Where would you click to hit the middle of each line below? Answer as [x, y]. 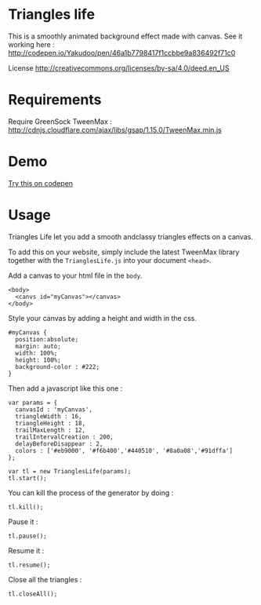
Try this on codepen [40, 183]
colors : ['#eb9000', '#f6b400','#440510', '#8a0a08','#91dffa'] [124, 450]
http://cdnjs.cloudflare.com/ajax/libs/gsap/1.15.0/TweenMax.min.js [115, 129]
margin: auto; [38, 346]
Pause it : [23, 521]
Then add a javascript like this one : [65, 388]
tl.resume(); [29, 565]
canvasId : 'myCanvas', [54, 410]
